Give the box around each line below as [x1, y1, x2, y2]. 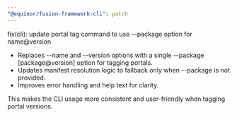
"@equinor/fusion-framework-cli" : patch [7, 10, 129, 18]
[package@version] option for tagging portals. [17, 58, 154, 67]
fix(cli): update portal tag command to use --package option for [7, 30, 192, 38]
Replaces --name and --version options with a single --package [17, 51, 204, 59]
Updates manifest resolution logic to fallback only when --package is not [17, 66, 230, 74]
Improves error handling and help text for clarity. [17, 80, 159, 89]
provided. [17, 73, 46, 82]
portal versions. [7, 101, 53, 110]
